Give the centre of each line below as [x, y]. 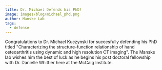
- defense [19, 28]
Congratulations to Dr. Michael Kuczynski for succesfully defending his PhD [81, 42]
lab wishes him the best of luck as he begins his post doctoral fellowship [78, 57]
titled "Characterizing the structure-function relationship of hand [70, 47]
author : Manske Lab [25, 19]
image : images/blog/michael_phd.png [42, 14]
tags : [10, 23]
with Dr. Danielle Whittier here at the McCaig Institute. [59, 63]
